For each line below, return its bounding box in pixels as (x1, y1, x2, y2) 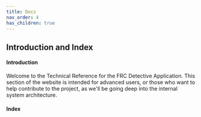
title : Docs (6, 8, 36, 15)
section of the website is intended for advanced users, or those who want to (6, 79, 196, 86)
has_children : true (6, 20, 55, 26)
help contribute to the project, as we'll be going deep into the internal (6, 85, 178, 92)
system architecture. (6, 91, 57, 98)
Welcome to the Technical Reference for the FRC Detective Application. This (6, 72, 196, 79)
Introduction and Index (6, 42, 93, 52)
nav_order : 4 (6, 14, 39, 20)
